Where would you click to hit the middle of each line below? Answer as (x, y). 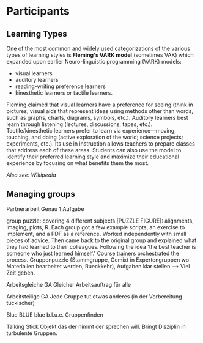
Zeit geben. (21, 273)
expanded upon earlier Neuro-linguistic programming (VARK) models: (94, 61)
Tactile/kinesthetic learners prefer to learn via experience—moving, (91, 131)
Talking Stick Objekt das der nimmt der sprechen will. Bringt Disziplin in (96, 326)
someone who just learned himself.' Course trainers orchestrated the (93, 253)
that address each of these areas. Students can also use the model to (94, 150)
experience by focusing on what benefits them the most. (77, 163)
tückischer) (21, 303)
